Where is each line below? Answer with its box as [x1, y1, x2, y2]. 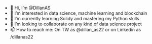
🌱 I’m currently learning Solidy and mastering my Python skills [10, 16, 139, 21]
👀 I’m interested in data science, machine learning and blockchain [10, 10, 147, 16]
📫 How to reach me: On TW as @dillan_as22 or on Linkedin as [10, 27, 141, 32]
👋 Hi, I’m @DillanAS [10, 5, 51, 11]
